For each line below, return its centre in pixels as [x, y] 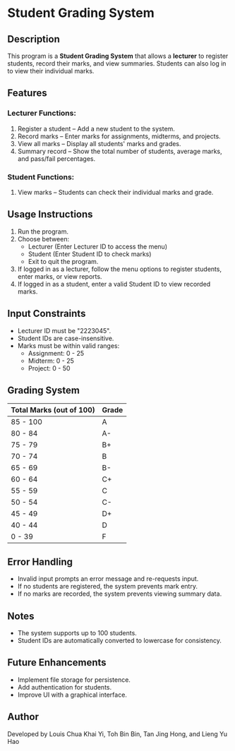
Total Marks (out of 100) [53, 410]
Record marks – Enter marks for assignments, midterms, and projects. [119, 136]
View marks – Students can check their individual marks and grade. [115, 192]
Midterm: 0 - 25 [51, 361]
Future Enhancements [57, 662]
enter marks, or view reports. [60, 276]
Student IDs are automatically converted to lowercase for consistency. [120, 641]
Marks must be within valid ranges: [68, 346]
